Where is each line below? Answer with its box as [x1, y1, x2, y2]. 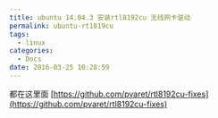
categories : [9, 46, 54, 55]
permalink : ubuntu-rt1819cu [9, 21, 114, 30]
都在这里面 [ [9, 88, 54, 99]
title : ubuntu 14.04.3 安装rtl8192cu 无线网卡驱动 [9, 13, 191, 22]
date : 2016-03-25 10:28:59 [9, 63, 110, 72]
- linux [17, 38, 46, 47]
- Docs [17, 55, 42, 63]
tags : [9, 29, 29, 38]
